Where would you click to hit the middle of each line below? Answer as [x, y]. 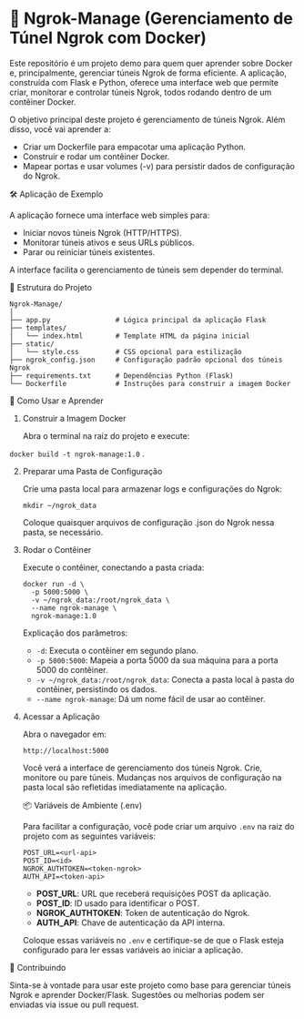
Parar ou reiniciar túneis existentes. [89, 252]
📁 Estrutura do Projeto [51, 287]
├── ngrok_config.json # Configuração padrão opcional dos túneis [146, 360]
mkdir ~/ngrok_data [60, 505]
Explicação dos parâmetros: [75, 633]
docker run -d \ [53, 584]
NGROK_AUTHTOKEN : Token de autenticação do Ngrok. [143, 912]
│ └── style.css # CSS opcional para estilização [126, 352]
